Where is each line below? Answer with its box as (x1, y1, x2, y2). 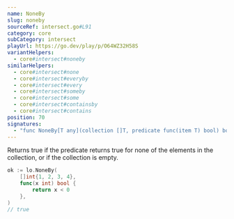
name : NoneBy (7, 10, 45, 17)
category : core (7, 29, 52, 37)
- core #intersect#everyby (13, 75, 89, 82)
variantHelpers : (7, 50, 54, 56)
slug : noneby (7, 17, 45, 24)
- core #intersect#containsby (13, 101, 98, 108)
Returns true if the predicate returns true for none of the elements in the (7, 146, 214, 154)
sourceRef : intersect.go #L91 (7, 23, 92, 30)
